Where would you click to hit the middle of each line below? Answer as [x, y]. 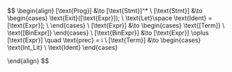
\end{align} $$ [28, 61]
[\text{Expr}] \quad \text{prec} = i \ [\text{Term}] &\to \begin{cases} [104, 40]
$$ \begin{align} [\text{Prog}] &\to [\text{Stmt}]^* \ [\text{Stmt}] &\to [105, 11]
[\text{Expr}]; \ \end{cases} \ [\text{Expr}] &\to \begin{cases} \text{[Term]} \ [116, 25]
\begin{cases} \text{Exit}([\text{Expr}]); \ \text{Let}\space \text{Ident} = [110, 18]
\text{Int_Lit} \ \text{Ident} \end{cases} [63, 47]
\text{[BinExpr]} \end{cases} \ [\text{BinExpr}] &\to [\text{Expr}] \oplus [108, 33]
